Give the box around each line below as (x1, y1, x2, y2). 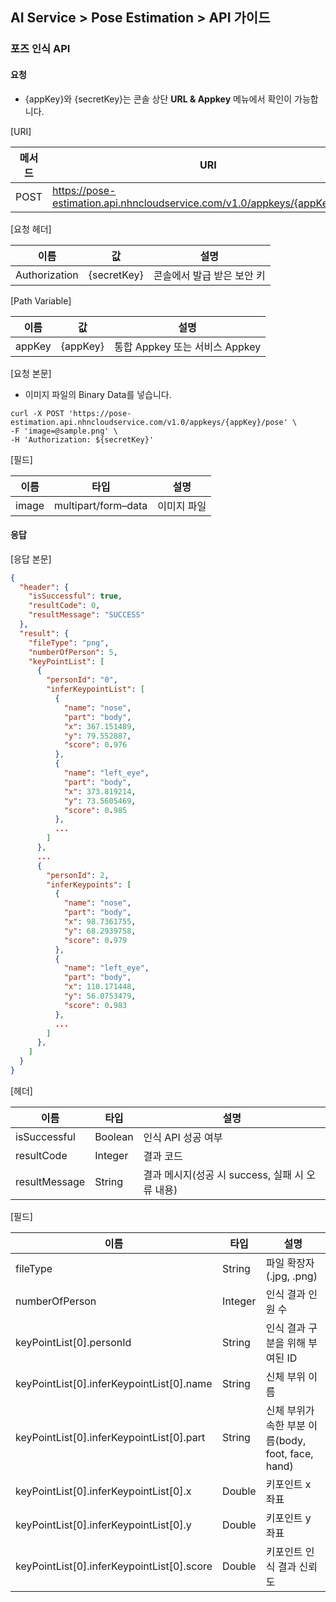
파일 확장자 (265, 1256, 315, 1270)
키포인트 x (265, 1477, 312, 1491)
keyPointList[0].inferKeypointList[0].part (15, 1430, 206, 1444)
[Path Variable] (10, 294, 72, 307)
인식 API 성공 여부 (143, 1130, 223, 1144)
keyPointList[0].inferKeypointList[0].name (15, 1376, 213, 1390)
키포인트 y (265, 1511, 312, 1525)
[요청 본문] (10, 367, 52, 379)
